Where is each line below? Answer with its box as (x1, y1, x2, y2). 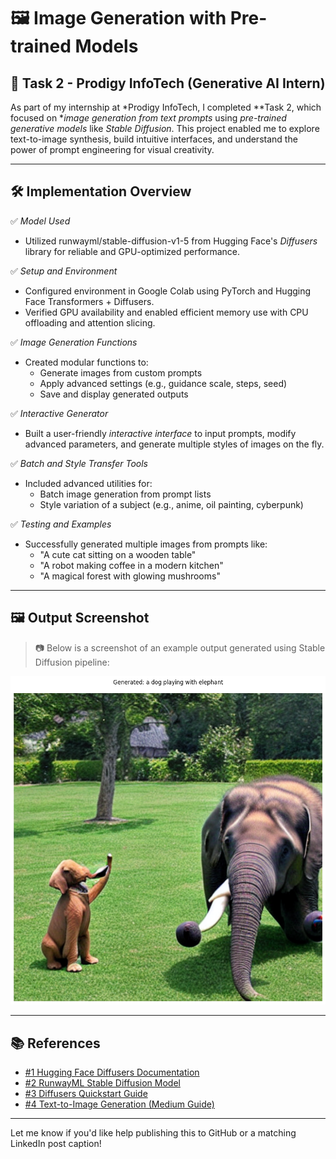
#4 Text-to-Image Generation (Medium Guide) (24, 1098, 215, 1110)
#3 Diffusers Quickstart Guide (24, 1088, 148, 1100)
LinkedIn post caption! (10, 1138, 102, 1150)
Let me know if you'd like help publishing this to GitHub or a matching (10, 1127, 297, 1139)
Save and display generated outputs (39, 388, 189, 400)
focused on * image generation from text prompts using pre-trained (10, 112, 287, 124)
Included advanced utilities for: (24, 477, 153, 489)
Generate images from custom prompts (39, 366, 203, 379)
